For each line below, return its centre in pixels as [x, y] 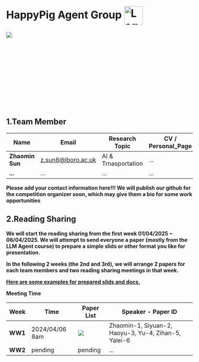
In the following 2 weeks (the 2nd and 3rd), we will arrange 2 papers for [96, 264]
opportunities [23, 200]
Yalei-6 [119, 340]
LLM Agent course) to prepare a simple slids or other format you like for [96, 246]
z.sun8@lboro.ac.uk [68, 159]
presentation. [23, 252]
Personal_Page [171, 146]
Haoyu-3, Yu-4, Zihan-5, [145, 333]
